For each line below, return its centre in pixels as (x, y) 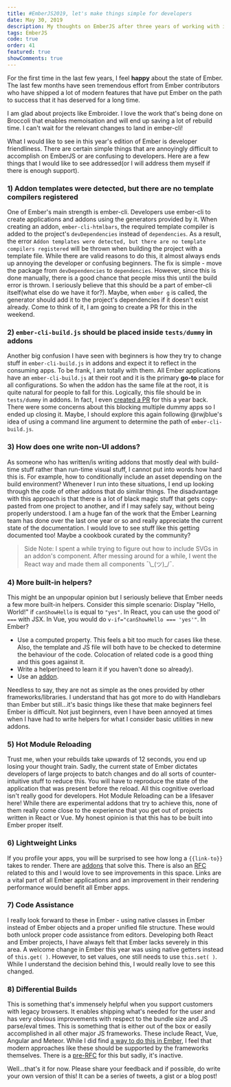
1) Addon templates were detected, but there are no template (111, 188)
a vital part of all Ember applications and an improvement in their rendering (113, 880)
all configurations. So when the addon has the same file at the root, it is (108, 385)
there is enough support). (43, 170)
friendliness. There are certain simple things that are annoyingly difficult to (113, 148)
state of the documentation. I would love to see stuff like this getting (103, 528)
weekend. (21, 315)
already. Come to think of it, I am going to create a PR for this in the (102, 307)
